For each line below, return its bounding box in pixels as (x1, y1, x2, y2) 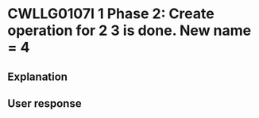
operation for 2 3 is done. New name (7, 21, 252, 40)
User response (7, 97, 82, 110)
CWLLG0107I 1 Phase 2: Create (7, 5, 215, 23)
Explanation (7, 70, 68, 83)
